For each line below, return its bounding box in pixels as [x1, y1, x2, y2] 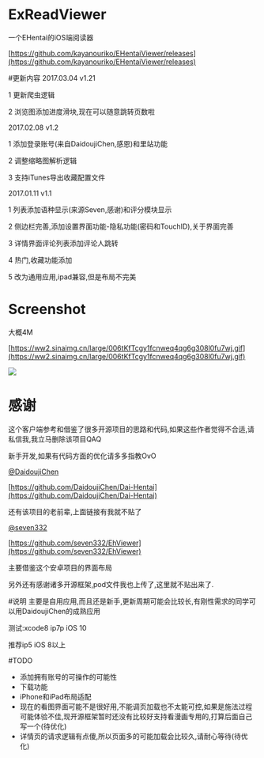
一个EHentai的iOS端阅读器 [8, 32, 94, 42]
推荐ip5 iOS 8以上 [8, 639, 66, 650]
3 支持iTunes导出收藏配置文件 [8, 172, 106, 182]
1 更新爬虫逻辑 [8, 89, 55, 100]
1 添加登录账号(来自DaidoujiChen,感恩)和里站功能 [8, 138, 168, 148]
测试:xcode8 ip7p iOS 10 [8, 623, 87, 632]
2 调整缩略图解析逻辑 [8, 156, 77, 165]
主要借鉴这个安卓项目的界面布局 [8, 563, 112, 572]
